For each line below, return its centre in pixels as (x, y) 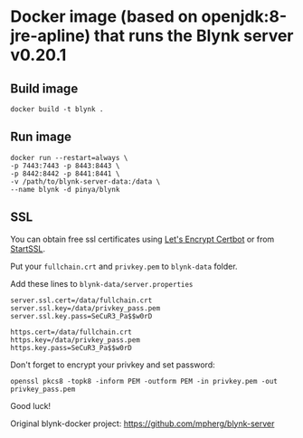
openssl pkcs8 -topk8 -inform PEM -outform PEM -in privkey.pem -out (144, 381)
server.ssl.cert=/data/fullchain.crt (81, 300)
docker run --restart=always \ (69, 157)
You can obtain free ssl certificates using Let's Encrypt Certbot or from (142, 239)
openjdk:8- (244, 17)
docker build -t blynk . (57, 109)
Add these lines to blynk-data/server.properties (102, 283)
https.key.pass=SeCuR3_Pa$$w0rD (71, 348)
